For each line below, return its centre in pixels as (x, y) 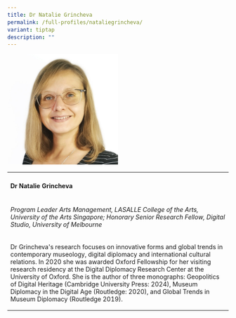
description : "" (31, 37)
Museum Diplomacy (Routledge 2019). (66, 299)
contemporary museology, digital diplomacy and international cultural (110, 254)
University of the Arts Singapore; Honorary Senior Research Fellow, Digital (118, 217)
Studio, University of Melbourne (56, 225)
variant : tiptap (31, 29)
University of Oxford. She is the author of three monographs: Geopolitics (115, 277)
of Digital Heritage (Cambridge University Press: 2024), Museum (104, 284)
